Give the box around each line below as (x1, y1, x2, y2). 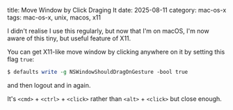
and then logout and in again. (7, 81, 91, 89)
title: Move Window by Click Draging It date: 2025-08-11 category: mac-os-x (7, 6, 227, 14)
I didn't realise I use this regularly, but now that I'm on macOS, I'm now (7, 27, 210, 35)
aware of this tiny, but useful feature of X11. (7, 34, 131, 42)
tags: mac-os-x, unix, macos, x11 (7, 13, 102, 22)
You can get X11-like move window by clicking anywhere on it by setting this (7, 48, 225, 56)
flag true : (7, 55, 35, 63)
